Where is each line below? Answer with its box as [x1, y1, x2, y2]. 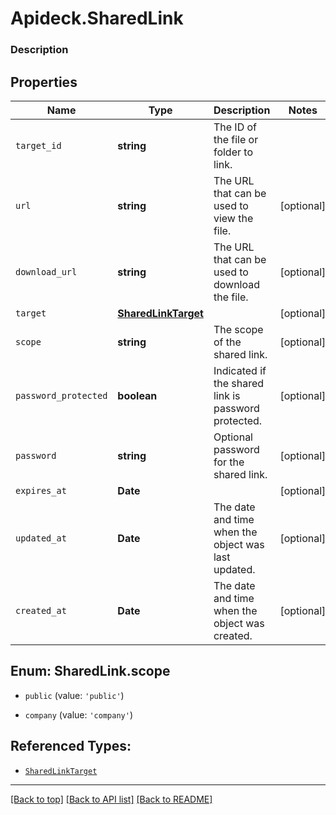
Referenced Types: [10, 738, 132, 755]
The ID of [213, 120, 258, 134]
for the [213, 455, 245, 469]
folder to [213, 145, 253, 159]
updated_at [15, 532, 67, 544]
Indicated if [213, 363, 267, 377]
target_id [15, 140, 62, 151]
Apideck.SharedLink [10, 7, 184, 30]
